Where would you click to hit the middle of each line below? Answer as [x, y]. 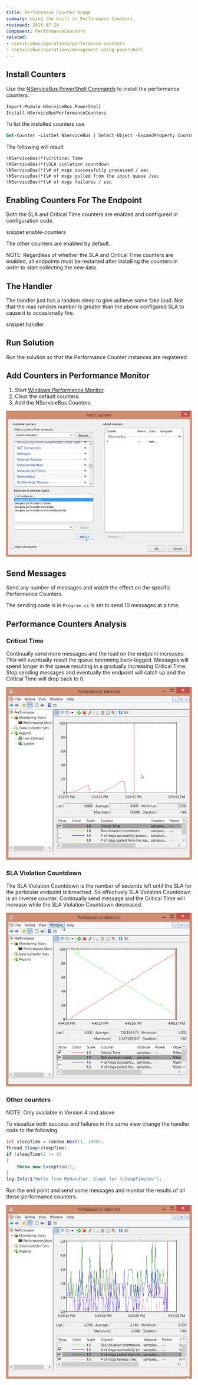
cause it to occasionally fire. [40, 312]
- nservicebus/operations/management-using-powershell [75, 50]
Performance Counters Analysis [67, 624]
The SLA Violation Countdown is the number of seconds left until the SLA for [99, 886]
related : [17, 38]
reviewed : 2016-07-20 [33, 25]
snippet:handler [25, 324]
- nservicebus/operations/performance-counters [66, 44]
